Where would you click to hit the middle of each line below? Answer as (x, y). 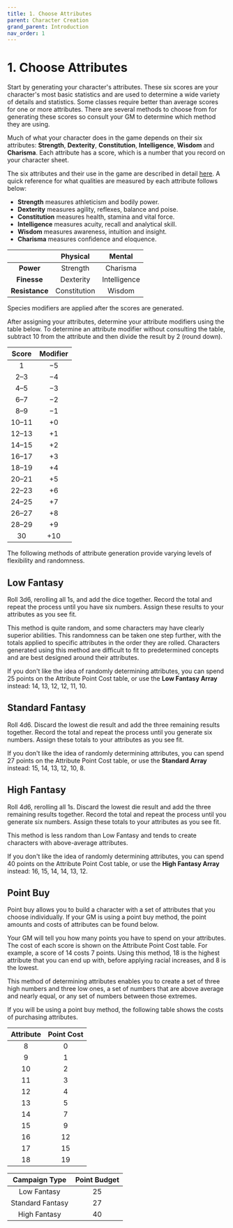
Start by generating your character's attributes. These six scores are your (113, 87)
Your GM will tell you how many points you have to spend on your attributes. (116, 938)
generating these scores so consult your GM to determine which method (112, 117)
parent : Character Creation (48, 20)
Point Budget (97, 1180)
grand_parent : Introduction (48, 27)
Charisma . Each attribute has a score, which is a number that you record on (116, 153)
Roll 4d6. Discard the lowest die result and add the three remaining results (114, 725)
